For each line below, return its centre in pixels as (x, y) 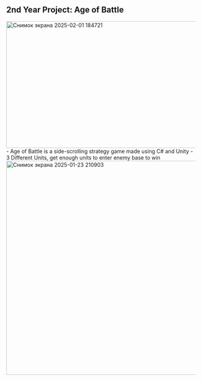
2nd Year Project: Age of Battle (65, 10)
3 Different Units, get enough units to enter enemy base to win (83, 157)
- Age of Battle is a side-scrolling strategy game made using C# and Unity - (100, 151)
